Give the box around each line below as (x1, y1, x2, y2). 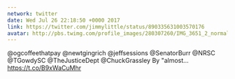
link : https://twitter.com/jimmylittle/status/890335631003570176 (7, 23, 205, 30)
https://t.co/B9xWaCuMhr (7, 64, 82, 72)
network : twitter (7, 10, 58, 17)
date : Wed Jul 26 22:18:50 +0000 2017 (7, 17, 120, 24)
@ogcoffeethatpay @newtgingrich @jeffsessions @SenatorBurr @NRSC (7, 49, 215, 57)
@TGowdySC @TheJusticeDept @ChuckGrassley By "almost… (7, 57, 189, 65)
